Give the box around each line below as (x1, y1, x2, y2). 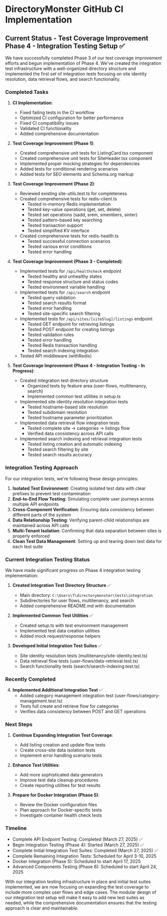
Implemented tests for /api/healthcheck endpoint (19, 268, 122, 274)
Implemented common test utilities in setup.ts (27, 393, 121, 399)
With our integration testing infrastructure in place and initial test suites (5, 879, 151, 885)
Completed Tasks (5, 88, 49, 95)
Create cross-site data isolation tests (19, 747, 96, 753)
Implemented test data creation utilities (19, 627, 100, 634)
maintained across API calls (12, 522, 69, 528)
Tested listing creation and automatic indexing (27, 441, 122, 447)
